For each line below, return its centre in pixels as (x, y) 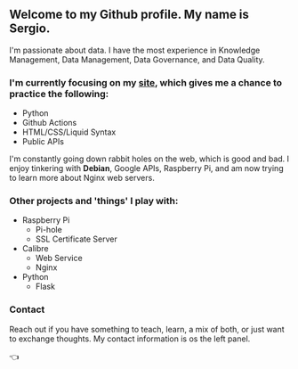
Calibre (35, 249)
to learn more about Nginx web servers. (82, 178)
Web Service (59, 258)
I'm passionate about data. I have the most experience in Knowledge (135, 50)
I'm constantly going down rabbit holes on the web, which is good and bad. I (149, 159)
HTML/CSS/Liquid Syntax (69, 132)
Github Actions (49, 123)
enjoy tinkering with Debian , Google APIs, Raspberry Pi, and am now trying (146, 168)
